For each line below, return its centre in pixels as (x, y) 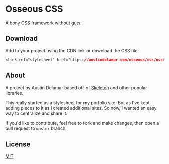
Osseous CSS (34, 9)
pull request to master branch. (36, 128)
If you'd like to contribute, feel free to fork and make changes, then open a (82, 123)
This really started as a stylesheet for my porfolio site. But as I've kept (77, 103)
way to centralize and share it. (36, 113)
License (18, 144)
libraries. (14, 93)
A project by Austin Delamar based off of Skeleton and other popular (76, 88)
